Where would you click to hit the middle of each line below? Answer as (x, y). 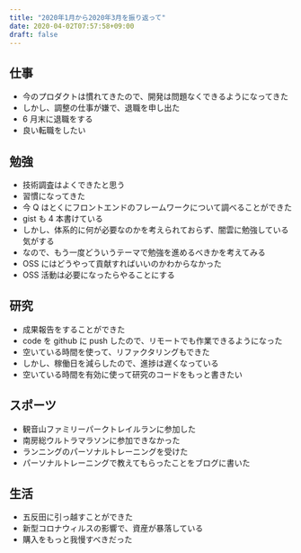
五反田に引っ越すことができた (77, 517)
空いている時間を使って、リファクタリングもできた (116, 351)
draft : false (34, 34)
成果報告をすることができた (74, 329)
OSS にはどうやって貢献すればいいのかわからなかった (122, 263)
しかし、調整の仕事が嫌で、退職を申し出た (101, 108)
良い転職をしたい (54, 131)
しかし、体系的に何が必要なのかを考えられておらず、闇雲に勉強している (155, 230)
